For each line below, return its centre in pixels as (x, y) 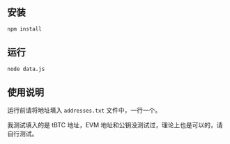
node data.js (26, 69)
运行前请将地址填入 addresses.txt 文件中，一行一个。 (84, 111)
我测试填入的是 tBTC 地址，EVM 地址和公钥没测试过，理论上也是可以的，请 (115, 125)
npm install (24, 29)
